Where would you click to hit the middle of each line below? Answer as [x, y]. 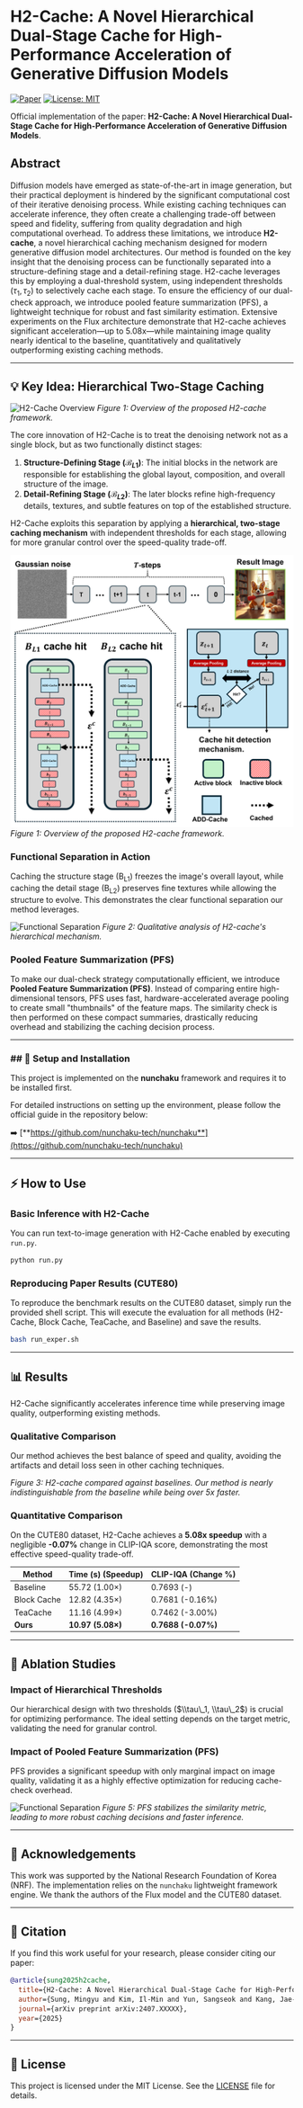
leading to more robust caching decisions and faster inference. [127, 1818]
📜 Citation [38, 1931]
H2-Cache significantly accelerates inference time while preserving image [148, 1403]
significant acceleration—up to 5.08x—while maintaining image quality [141, 331]
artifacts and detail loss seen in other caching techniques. [117, 1465]
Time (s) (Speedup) [106, 1574]
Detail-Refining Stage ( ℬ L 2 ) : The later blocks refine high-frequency [149, 495]
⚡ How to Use [48, 1183]
